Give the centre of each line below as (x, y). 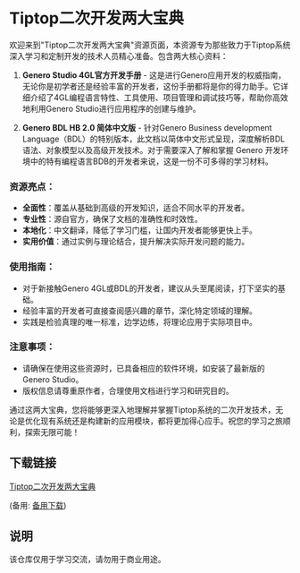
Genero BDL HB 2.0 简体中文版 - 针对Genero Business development (147, 127)
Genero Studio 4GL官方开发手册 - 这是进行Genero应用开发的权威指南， (154, 75)
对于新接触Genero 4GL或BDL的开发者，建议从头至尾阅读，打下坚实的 (150, 288)
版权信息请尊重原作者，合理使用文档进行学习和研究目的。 (128, 390)
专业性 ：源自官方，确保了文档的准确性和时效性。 (112, 219)
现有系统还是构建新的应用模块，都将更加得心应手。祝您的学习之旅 (161, 421)
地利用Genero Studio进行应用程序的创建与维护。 (111, 108)
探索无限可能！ (52, 432)
